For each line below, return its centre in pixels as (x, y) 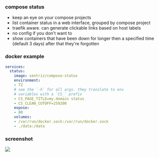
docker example (25, 57)
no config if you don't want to (42, 33)
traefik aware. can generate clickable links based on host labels (77, 28)
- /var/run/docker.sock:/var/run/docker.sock (61, 122)
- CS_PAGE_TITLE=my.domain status (49, 99)
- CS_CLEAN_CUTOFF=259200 (40, 103)
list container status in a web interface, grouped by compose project (81, 23)
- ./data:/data (29, 126)
